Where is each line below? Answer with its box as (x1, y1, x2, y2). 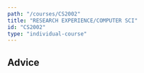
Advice (7, 56, 40, 68)
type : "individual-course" (7, 30, 87, 38)
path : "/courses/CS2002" (7, 10, 81, 18)
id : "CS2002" (7, 23, 46, 30)
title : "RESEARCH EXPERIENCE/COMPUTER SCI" (7, 17, 138, 24)
